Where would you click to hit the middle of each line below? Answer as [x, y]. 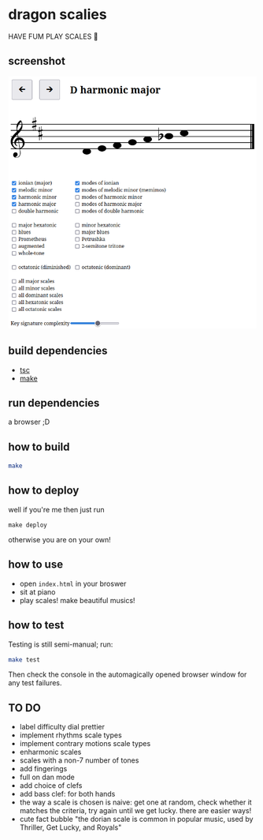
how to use [36, 565]
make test [24, 660]
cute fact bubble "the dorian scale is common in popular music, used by [136, 819]
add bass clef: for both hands [67, 794]
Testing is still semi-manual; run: [61, 644]
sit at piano [37, 592]
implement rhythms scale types [70, 735]
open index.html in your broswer [73, 583]
